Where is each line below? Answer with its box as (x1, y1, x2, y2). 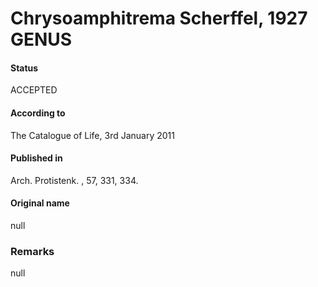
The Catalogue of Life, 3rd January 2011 (10, 129, 175, 141)
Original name (10, 197, 70, 209)
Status (10, 62, 39, 74)
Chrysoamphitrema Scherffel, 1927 (10, 7, 308, 30)
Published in (10, 152, 63, 164)
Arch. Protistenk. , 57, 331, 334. (10, 174, 139, 186)
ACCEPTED (10, 84, 58, 96)
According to (10, 107, 66, 119)
